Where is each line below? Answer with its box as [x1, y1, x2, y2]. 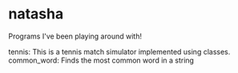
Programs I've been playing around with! [8, 31, 143, 41]
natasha [8, 5, 64, 23]
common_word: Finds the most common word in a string [8, 55, 195, 65]
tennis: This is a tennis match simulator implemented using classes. [8, 47, 231, 56]
